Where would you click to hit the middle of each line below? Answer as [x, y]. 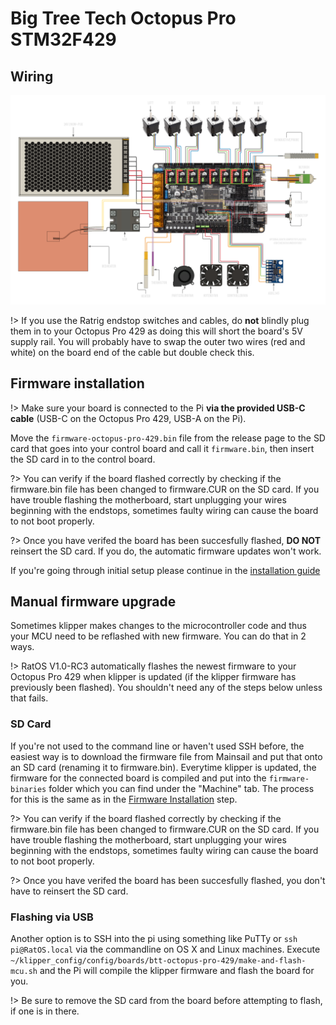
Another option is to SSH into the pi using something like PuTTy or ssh [154, 938]
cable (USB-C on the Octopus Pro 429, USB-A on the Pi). [128, 418]
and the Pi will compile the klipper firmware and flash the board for [177, 970]
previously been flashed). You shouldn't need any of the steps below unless [166, 688]
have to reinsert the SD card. [69, 891]
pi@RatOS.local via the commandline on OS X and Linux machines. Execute [165, 949]
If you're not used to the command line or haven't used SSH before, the [157, 746]
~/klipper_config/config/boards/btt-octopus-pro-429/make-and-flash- [158, 960]
